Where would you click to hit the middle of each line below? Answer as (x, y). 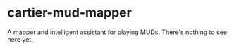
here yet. (20, 39)
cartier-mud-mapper (69, 13)
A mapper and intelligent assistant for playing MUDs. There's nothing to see (117, 32)
